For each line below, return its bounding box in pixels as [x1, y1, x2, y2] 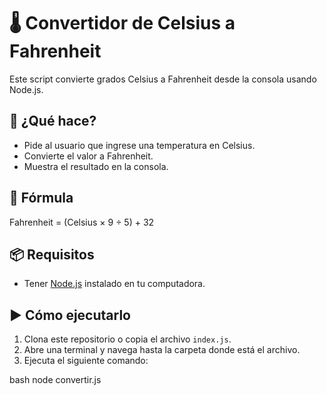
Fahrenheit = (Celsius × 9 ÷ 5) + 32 [9, 216, 155, 228]
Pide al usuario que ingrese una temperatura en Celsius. [23, 139, 256, 151]
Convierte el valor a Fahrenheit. [23, 150, 154, 162]
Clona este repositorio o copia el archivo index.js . [23, 333, 232, 345]
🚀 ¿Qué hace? [9, 113, 97, 130]
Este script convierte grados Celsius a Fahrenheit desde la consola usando [9, 73, 317, 85]
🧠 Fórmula [9, 190, 74, 207]
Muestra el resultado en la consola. [23, 160, 169, 172]
